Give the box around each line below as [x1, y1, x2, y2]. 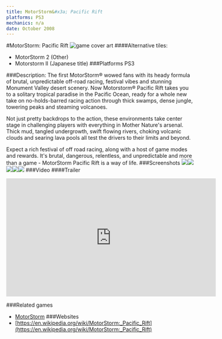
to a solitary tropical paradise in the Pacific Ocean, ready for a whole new [6, 91, 187, 98]
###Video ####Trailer [25, 166, 81, 174]
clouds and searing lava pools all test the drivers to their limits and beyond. [6, 134, 191, 142]
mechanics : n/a [6, 20, 44, 26]
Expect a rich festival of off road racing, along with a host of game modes [6, 146, 187, 153]
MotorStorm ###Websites [14, 313, 79, 320]
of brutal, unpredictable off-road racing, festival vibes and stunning [6, 78, 172, 85]
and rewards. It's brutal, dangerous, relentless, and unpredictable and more [6, 152, 193, 160]
